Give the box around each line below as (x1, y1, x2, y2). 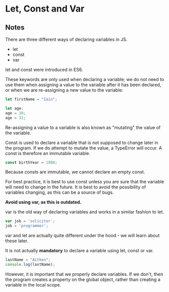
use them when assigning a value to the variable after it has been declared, (5, 82, 161, 88)
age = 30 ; (5, 110, 26, 116)
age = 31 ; (5, 115, 26, 120)
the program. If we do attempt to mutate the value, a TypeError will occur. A (5, 144, 162, 151)
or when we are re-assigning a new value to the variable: (5, 87, 124, 93)
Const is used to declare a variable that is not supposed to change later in (5, 139, 158, 145)
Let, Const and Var (5, 3, 85, 15)
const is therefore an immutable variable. (5, 150, 91, 156)
